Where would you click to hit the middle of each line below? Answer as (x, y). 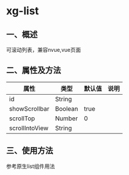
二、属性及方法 (34, 71)
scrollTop (22, 118)
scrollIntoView (29, 128)
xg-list (23, 11)
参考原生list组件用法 (31, 166)
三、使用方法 (30, 151)
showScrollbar (29, 108)
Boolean (67, 108)
